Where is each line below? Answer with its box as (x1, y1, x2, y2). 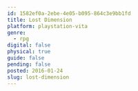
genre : (7, 29, 26, 36)
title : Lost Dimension (7, 16, 72, 23)
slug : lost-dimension (7, 73, 70, 81)
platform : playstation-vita (7, 23, 88, 29)
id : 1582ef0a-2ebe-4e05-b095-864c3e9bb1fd (7, 10, 131, 17)
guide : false (7, 55, 45, 62)
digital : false (7, 42, 51, 49)
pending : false (7, 61, 51, 68)
